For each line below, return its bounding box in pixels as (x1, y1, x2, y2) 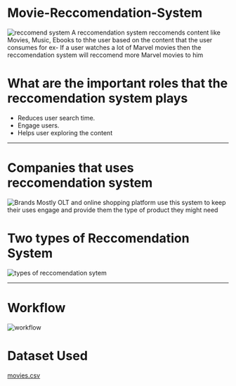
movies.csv (7, 371, 41, 380)
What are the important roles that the (7, 75, 228, 92)
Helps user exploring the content (17, 128, 113, 137)
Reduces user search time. (17, 113, 96, 122)
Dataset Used (7, 347, 88, 363)
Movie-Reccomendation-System (7, 5, 202, 21)
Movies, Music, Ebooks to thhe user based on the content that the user (7, 35, 213, 44)
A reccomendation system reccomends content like (71, 28, 221, 37)
